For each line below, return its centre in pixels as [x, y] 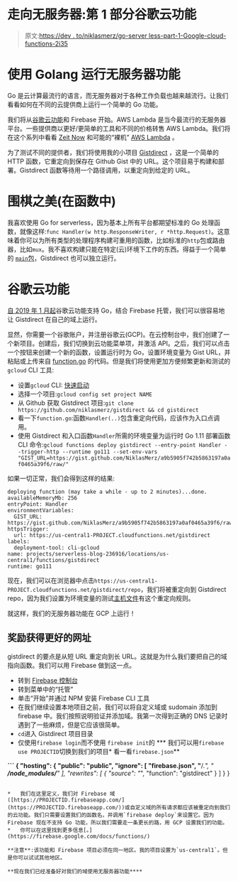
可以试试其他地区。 [41, 858]
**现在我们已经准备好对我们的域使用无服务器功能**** [75, 871]
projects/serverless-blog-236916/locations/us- [98, 554]
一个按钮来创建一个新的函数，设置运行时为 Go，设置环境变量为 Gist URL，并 [119, 352]
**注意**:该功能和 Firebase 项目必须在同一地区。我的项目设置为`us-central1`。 [115, 850]
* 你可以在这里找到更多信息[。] [50, 830]
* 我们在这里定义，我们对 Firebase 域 [61, 794]
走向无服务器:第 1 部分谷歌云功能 [102, 15]
